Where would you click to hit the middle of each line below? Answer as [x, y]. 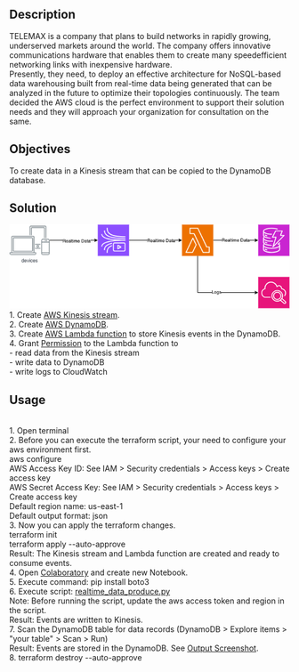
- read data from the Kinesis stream [74, 353]
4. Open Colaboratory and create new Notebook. [99, 572]
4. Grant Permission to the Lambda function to [94, 344]
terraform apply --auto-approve [68, 544]
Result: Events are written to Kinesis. [77, 619]
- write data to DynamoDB [57, 362]
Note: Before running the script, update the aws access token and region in [147, 601]
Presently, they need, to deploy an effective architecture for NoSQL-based [145, 74]
